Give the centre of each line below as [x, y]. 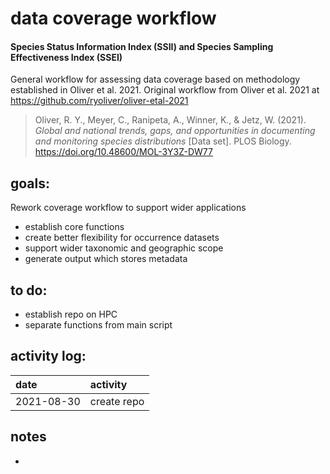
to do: [29, 290]
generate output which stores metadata [106, 259]
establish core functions [74, 227]
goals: [30, 183]
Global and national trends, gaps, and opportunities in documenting [175, 131]
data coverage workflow [113, 18]
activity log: [48, 356]
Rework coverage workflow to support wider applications [128, 208]
